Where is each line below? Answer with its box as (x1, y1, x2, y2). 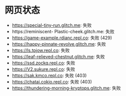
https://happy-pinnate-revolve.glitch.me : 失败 (12, 41, 106, 47)
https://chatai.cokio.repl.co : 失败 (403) (12, 78, 92, 84)
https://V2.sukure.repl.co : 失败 (12, 66, 75, 72)
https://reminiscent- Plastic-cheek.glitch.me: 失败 (12, 28, 115, 34)
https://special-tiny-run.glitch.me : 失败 (12, 22, 92, 28)
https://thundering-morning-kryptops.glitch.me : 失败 (12, 85, 121, 91)
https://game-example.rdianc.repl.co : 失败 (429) (12, 35, 112, 41)
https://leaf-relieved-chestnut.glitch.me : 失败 (12, 53, 105, 59)
